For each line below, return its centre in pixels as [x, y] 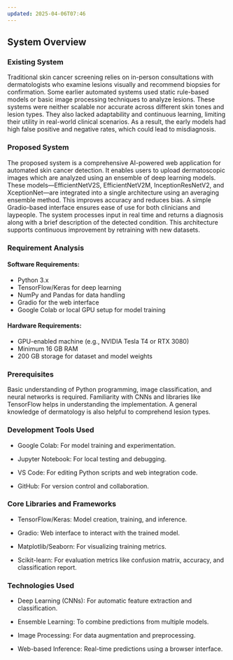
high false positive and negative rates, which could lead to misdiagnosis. [112, 129]
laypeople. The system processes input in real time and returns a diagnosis [115, 215]
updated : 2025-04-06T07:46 [47, 14]
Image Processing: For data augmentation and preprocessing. [106, 636]
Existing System [36, 62]
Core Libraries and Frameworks [62, 504]
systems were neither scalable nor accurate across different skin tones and [116, 107]
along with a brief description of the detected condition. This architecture [113, 222]
